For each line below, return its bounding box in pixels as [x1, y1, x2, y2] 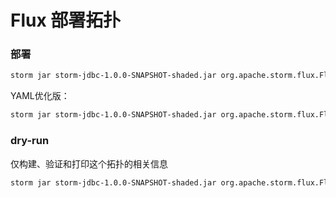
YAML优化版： [10, 90, 70, 102]
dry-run [10, 134, 50, 148]
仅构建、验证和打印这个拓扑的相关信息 [10, 157, 168, 170]
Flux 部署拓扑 [10, 9, 122, 32]
